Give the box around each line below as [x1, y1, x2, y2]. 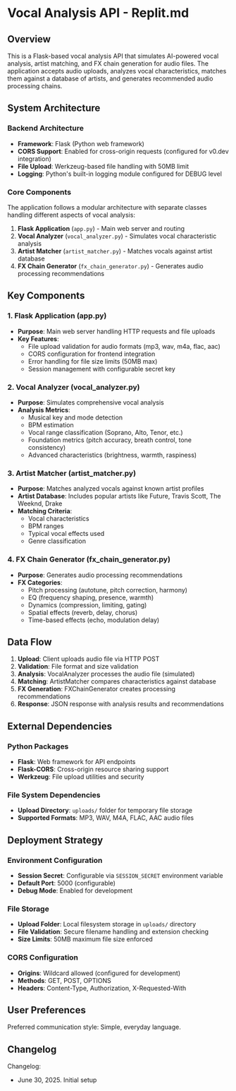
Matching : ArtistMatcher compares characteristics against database [17, 677, 216, 686]
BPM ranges [27, 522, 64, 530]
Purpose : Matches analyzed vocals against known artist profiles [17, 484, 204, 493]
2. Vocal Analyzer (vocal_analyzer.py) [7, 382, 140, 392]
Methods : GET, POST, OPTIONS [17, 976, 111, 984]
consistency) [27, 443, 66, 451]
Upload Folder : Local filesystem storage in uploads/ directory [17, 920, 197, 929]
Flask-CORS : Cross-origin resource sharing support [17, 765, 169, 774]
